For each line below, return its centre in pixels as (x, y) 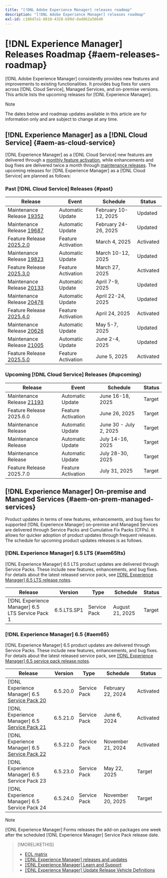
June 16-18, (115, 396)
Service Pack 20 (27, 701)
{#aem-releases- (124, 54)
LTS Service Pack (28, 613)
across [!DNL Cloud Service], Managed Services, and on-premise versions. (82, 89)
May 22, (113, 768)
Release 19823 (26, 259)
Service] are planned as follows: (38, 176)
